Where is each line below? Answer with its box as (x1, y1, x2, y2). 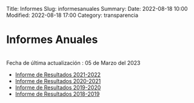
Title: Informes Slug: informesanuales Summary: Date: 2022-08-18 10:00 (6, 5, 188, 12)
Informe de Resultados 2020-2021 (15, 77, 101, 84)
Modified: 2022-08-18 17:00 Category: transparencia (6, 12, 138, 19)
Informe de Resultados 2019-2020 (15, 84, 101, 91)
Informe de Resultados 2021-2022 (15, 71, 101, 78)
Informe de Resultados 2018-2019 (15, 90, 100, 98)
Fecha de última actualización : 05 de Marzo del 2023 (6, 59, 141, 66)
